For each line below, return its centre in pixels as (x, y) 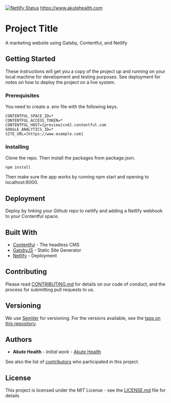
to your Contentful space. (32, 216)
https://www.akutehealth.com (71, 8)
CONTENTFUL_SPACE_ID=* (29, 116)
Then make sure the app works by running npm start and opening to (77, 177)
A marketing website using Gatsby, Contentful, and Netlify (66, 43)
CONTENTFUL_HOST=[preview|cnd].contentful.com (56, 125)
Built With (21, 233)
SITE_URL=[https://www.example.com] (44, 134)
